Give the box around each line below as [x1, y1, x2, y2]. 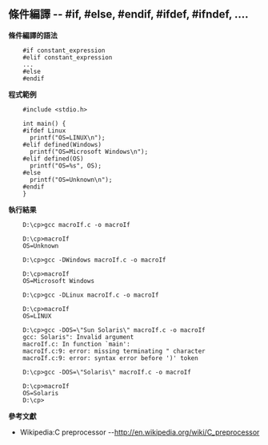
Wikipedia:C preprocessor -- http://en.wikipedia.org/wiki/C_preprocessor [19, 427, 260, 437]
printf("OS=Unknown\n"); [29, 176, 113, 184]
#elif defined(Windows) [22, 140, 102, 148]
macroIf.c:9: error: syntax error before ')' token [22, 354, 198, 362]
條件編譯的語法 [8, 30, 58, 40]
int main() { [22, 119, 66, 127]
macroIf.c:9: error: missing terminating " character [22, 347, 206, 355]
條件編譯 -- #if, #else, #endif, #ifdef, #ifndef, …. [8, 7, 250, 22]
